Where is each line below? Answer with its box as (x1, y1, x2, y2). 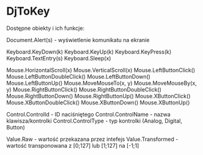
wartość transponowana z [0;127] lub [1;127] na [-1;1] (6, 142, 139, 149)
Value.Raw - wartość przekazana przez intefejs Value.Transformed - (6, 135, 179, 143)
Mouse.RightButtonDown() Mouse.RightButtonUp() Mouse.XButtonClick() (6, 92, 191, 99)
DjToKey (6, 4, 50, 18)
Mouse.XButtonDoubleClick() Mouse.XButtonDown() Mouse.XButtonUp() (6, 99, 190, 106)
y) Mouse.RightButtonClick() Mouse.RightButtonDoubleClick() (6, 85, 162, 93)
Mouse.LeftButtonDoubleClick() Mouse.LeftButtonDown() (6, 73, 151, 80)
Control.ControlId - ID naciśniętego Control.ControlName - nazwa (6, 110, 171, 118)
